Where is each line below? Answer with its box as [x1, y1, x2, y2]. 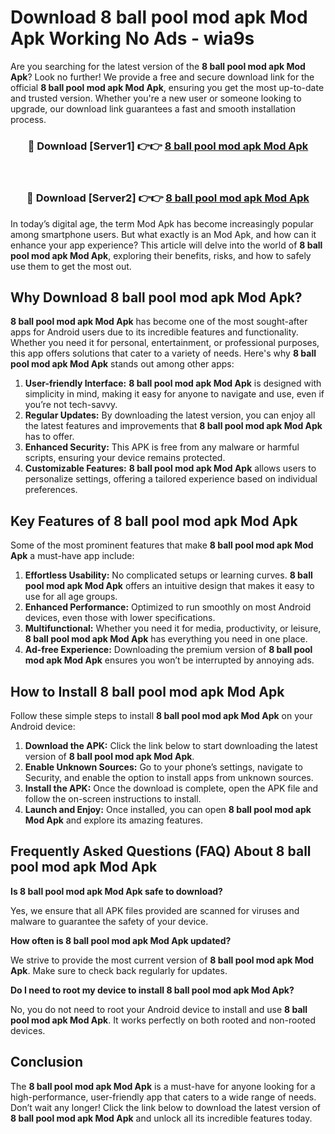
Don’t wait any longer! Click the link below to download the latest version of [10, 1101, 322, 1113]
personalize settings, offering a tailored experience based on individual [24, 473, 318, 485]
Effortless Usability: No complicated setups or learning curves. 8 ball [24, 569, 313, 581]
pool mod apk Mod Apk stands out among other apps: [10, 358, 235, 370]
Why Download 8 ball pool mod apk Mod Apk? [10, 289, 303, 306]
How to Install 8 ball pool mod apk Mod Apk [10, 683, 285, 700]
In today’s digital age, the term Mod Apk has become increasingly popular [10, 217, 314, 230]
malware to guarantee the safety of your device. [10, 915, 209, 927]
